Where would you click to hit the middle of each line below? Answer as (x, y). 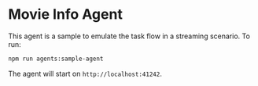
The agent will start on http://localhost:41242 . (85, 73)
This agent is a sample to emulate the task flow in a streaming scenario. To (129, 36)
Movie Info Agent (66, 14)
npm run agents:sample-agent (56, 59)
